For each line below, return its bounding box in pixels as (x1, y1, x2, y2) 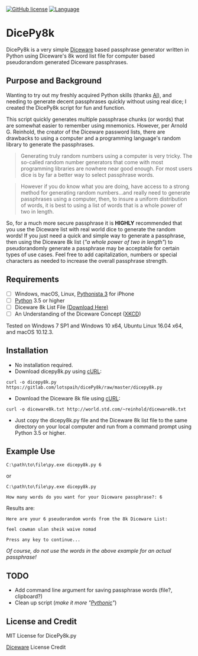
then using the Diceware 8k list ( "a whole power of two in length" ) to (6, 238, 173, 246)
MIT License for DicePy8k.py (6, 632, 77, 639)
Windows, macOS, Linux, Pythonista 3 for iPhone (14, 290, 135, 297)
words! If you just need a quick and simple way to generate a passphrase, (6, 232, 186, 239)
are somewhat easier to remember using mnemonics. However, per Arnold (6, 122, 187, 129)
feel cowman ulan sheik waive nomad (6, 527, 96, 533)
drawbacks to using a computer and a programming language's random (6, 134, 181, 142)
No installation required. (14, 361, 73, 368)
